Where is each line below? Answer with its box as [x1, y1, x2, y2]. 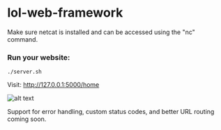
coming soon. [7, 115, 47, 123]
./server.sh [7, 68, 42, 76]
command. [7, 35, 38, 43]
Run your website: [7, 52, 70, 62]
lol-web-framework [7, 5, 123, 21]
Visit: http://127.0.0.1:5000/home [7, 81, 100, 89]
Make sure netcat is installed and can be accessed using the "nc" [7, 28, 195, 36]
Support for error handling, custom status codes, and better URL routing [7, 108, 215, 116]
